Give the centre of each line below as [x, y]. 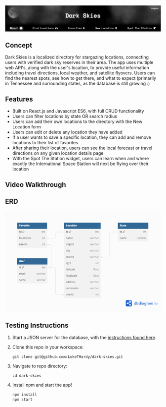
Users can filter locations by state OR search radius [65, 116]
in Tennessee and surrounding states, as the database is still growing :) [78, 84]
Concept [19, 45]
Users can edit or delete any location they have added [67, 132]
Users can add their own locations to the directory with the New [77, 121]
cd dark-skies [27, 376]
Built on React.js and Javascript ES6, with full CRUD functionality [78, 111]
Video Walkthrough [36, 185]
